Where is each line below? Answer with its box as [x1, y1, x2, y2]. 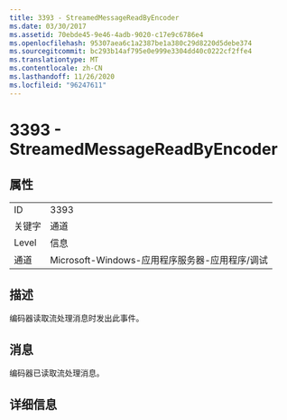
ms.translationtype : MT [9, 55, 99, 64]
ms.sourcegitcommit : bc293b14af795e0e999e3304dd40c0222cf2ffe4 [9, 47, 253, 56]
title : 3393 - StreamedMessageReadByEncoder [9, 13, 180, 23]
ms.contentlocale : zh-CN [9, 64, 103, 73]
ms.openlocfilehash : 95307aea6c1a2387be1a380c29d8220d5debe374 [9, 38, 253, 48]
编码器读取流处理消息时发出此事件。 [9, 313, 144, 324]
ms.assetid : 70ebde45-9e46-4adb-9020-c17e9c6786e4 [9, 30, 204, 39]
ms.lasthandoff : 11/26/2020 [9, 72, 116, 81]
